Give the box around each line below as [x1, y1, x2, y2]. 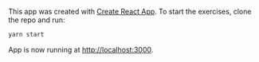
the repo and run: [8, 15, 65, 25]
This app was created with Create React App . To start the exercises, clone [8, 7, 252, 16]
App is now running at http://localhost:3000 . [8, 45, 154, 54]
